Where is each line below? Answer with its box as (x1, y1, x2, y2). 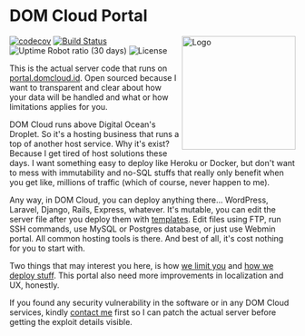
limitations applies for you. (9, 101, 108, 112)
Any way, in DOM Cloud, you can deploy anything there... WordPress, (9, 194, 270, 205)
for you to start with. (9, 242, 85, 253)
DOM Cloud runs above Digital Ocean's (9, 119, 156, 130)
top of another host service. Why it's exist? (9, 138, 170, 149)
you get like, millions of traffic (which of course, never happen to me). (9, 176, 271, 187)
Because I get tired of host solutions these (9, 147, 168, 159)
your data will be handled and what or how (9, 92, 169, 103)
